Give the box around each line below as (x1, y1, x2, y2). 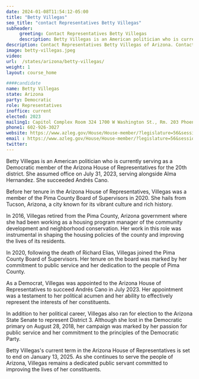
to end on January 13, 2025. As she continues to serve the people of (6, 353, 174, 360)
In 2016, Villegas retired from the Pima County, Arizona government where (6, 212, 188, 219)
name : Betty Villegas (6, 86, 60, 92)
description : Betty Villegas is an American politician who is (19, 36, 179, 42)
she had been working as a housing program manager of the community (6, 218, 183, 225)
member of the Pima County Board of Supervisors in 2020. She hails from (6, 194, 187, 201)
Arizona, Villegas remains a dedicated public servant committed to (6, 359, 168, 367)
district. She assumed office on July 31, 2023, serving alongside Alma (6, 170, 176, 177)
